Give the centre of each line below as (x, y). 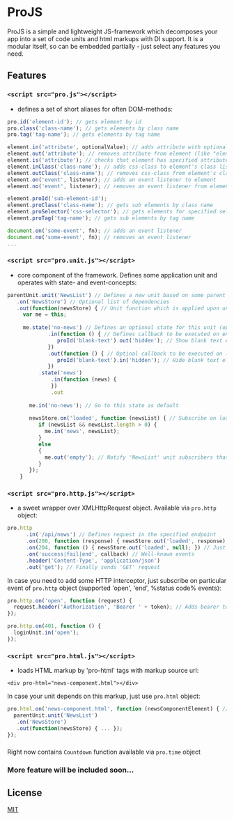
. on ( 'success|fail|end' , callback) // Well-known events (110, 554)
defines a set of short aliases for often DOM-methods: (95, 109)
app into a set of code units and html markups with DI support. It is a (105, 38)
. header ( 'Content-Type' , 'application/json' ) (93, 561)
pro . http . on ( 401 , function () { (54, 626)
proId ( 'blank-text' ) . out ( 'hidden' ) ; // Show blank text (140, 340)
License (25, 792)
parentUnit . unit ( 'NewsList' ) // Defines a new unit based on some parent (117, 295)
